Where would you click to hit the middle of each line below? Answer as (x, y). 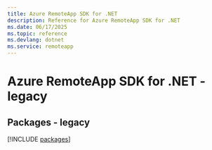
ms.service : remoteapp (40, 46)
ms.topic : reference (38, 33)
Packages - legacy (48, 122)
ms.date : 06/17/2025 (38, 27)
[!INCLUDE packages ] (39, 139)
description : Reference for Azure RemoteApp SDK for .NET (94, 20)
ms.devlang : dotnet (36, 40)
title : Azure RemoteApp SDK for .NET (62, 14)
